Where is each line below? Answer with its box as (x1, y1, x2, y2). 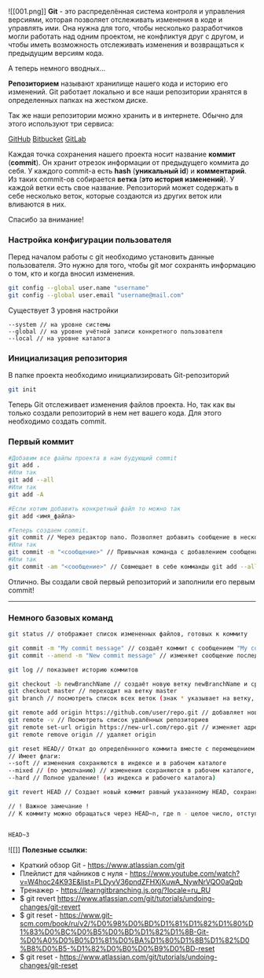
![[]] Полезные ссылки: (8, 844, 88, 855)
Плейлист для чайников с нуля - (19, 868, 128, 878)
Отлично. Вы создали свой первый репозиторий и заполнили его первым (8, 577, 255, 586)
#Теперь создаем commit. (8, 526, 90, 534)
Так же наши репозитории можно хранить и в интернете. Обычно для (8, 111, 244, 120)
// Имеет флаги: (8, 752, 61, 760)
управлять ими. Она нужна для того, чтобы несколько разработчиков (8, 24, 244, 32)
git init (8, 386, 37, 394)
